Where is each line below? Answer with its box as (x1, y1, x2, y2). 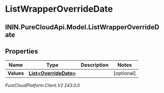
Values (7, 70, 25, 77)
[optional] (113, 70, 136, 77)
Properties (5, 47, 38, 55)
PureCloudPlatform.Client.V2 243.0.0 (5, 82, 80, 89)
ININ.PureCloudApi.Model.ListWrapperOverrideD (5, 23, 160, 31)
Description (81, 62, 109, 69)
